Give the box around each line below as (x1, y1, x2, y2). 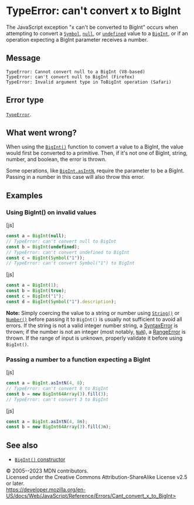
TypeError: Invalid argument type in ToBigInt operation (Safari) (6, 79, 172, 85)
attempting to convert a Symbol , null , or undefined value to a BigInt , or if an (6, 29, 189, 36)
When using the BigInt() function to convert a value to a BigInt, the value (6, 143, 183, 151)
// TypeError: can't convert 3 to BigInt (6, 396, 109, 403)
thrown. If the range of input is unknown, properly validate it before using (6, 334, 183, 341)
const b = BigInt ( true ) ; (6, 288, 67, 294)
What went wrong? (6, 128, 77, 138)
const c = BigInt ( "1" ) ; (6, 293, 64, 300)
